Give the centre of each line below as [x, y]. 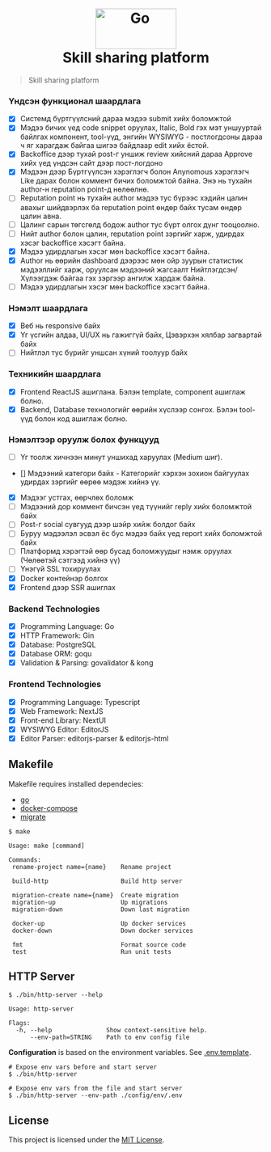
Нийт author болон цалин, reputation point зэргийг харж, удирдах [132, 234]
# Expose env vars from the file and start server [95, 1089]
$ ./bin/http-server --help [56, 995]
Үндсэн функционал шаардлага [75, 101]
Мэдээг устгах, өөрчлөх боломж [77, 498]
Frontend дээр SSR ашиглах [68, 587]
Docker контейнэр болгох [64, 578]
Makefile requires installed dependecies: [76, 783]
